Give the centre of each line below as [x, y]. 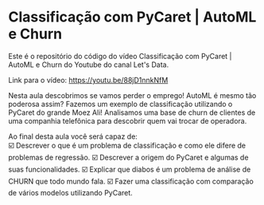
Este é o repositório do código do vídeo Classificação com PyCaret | [120, 56]
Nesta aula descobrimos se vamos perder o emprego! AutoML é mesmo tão [132, 95]
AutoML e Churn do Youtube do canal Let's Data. [89, 65]
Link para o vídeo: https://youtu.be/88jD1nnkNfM [88, 80]
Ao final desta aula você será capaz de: [73, 136]
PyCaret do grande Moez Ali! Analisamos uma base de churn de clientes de [132, 112]
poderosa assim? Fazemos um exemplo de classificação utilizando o [120, 104]
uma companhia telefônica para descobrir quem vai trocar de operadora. [128, 120]
